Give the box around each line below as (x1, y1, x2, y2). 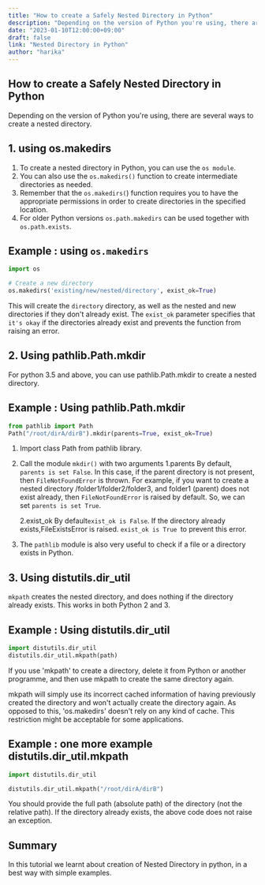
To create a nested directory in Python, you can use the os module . (19, 162, 237, 172)
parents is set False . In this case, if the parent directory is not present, (19, 467, 255, 477)
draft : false (8, 33, 51, 42)
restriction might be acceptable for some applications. (8, 715, 184, 724)
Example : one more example (8, 737, 153, 751)
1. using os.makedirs (8, 142, 112, 155)
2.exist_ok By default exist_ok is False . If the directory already (19, 516, 226, 525)
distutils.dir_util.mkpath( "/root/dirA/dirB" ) (8, 785, 164, 793)
